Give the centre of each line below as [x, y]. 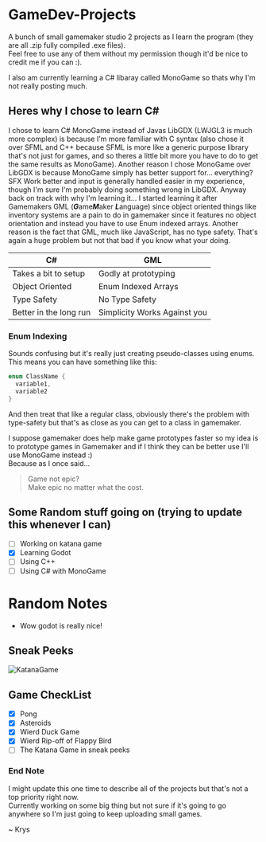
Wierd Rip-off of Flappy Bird [66, 741]
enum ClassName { [37, 377]
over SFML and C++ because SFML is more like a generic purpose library [128, 147]
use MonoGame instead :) [50, 455]
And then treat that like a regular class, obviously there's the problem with [129, 414]
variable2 [31, 391]
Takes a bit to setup [49, 273]
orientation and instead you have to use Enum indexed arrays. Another [123, 223]
